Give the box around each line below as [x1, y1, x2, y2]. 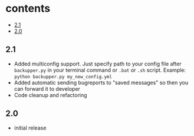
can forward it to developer [14, 85, 81, 92]
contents [5, 2, 51, 15]
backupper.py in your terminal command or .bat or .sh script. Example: [14, 67, 186, 74]
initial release [14, 124, 47, 131]
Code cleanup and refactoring [14, 91, 87, 98]
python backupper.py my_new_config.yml [14, 74, 113, 79]
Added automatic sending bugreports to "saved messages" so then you [14, 79, 189, 86]
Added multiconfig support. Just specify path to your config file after [14, 60, 182, 67]
